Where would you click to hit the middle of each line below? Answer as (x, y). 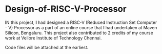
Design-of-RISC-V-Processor (66, 9)
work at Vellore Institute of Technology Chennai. (53, 38)
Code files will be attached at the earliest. (47, 47)
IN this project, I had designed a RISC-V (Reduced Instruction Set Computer (81, 22)
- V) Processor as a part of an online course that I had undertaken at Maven (81, 27)
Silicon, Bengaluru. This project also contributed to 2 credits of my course (79, 33)
